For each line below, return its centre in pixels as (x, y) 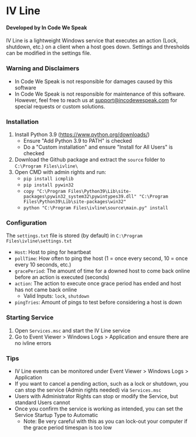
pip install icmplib (48, 179)
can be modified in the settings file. (49, 53)
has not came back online (46, 290)
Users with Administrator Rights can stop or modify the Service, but (96, 396)
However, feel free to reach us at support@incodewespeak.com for (96, 100)
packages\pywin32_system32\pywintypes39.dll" (80, 196)
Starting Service (30, 318)
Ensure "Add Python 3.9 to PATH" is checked (77, 140)
